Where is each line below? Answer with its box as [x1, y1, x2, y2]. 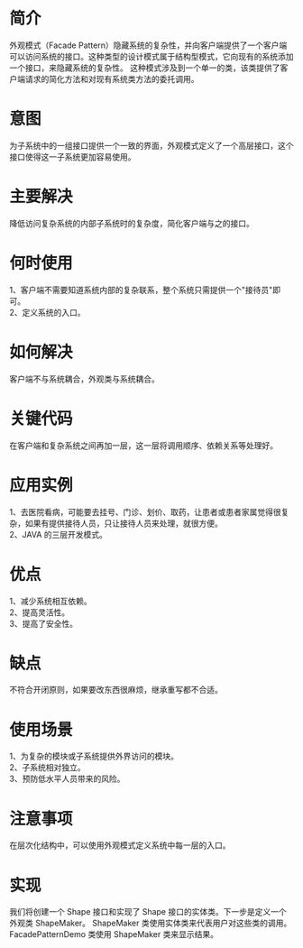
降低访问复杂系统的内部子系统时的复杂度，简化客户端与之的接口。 [9, 217, 254, 228]
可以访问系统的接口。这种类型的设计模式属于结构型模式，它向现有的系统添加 [9, 51, 294, 61]
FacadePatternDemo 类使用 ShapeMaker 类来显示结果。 [9, 929, 219, 940]
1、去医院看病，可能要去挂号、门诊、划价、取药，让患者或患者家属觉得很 [9, 506, 281, 517]
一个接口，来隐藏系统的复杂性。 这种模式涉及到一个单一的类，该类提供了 [9, 62, 280, 73]
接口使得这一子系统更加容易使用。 [9, 151, 136, 162]
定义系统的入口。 [22, 307, 86, 318]
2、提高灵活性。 [9, 606, 70, 618]
